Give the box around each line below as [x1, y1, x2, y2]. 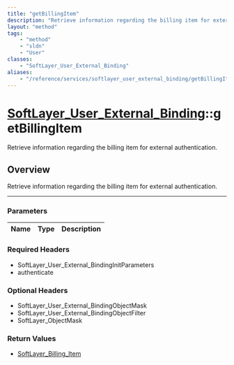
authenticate [17, 268, 54, 276]
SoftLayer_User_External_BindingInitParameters [17, 260, 155, 269]
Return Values [7, 334, 56, 343]
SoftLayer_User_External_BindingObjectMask [17, 301, 148, 310]
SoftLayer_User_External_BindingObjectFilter [17, 309, 146, 317]
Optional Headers [7, 285, 68, 295]
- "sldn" [19, 43, 45, 50]
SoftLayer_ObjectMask [17, 316, 82, 325]
